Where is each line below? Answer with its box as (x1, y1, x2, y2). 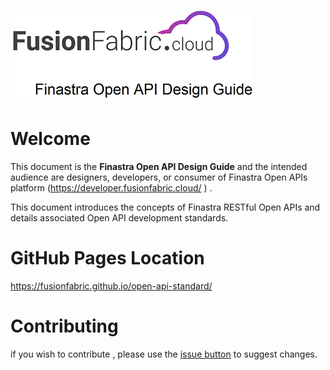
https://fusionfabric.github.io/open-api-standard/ (10, 280, 213, 292)
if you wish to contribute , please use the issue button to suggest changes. (10, 348, 318, 360)
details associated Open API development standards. (10, 211, 229, 224)
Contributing (10, 315, 119, 338)
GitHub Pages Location (10, 247, 205, 270)
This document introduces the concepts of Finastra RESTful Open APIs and (10, 201, 321, 213)
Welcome (10, 128, 91, 150)
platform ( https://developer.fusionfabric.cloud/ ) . (10, 181, 213, 194)
